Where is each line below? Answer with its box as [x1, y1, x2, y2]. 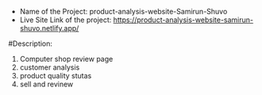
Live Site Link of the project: [19, 15, 112, 25]
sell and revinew [19, 79, 74, 89]
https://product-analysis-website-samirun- [113, 15, 254, 25]
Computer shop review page [19, 55, 114, 63]
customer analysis [19, 63, 80, 72]
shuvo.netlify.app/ [19, 24, 79, 32]
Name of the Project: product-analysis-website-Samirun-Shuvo [19, 7, 228, 16]
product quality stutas [19, 71, 92, 80]
